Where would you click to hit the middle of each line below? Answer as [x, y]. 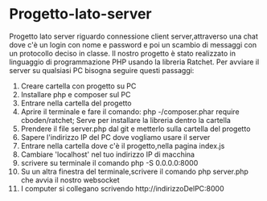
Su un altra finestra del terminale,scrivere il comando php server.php [134, 171]
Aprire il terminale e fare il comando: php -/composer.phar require [130, 111]
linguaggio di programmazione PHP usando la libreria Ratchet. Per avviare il [134, 62]
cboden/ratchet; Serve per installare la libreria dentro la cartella [126, 120]
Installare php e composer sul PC [76, 94]
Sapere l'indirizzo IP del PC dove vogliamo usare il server [115, 137]
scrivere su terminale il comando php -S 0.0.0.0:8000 [109, 162]
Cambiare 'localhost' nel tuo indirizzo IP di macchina [108, 154]
